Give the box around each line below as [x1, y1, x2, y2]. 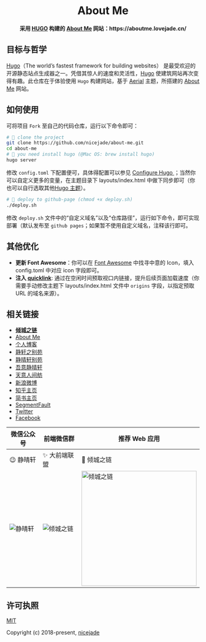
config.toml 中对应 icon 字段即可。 [15, 266, 103, 273]
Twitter [15, 408, 34, 415]
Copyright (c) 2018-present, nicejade [6, 629, 100, 636]
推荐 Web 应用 [118, 435, 160, 443]
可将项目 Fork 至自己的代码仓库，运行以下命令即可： [6, 122, 139, 129]
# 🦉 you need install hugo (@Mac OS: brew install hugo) [6, 151, 155, 158]
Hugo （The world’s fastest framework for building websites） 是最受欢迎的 [6, 62, 196, 69]
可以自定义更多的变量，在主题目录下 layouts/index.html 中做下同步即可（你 [6, 176, 196, 184]
